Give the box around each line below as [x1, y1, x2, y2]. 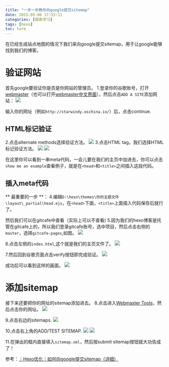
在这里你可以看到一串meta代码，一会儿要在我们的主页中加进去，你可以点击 [5, 156, 163, 162]
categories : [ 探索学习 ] [5, 17, 52, 22]
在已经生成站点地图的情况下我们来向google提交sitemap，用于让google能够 [5, 41, 163, 47]
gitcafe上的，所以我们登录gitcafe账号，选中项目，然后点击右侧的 [14, 223, 150, 230]
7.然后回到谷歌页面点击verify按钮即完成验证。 [5, 251, 101, 258]
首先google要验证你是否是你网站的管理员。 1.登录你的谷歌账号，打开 [5, 85, 149, 91]
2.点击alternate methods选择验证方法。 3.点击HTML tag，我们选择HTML [5, 139, 164, 145]
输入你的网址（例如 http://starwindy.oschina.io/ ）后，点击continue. [5, 108, 151, 115]
